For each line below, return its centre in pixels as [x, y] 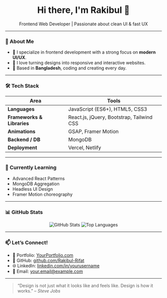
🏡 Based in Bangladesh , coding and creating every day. [69, 68]
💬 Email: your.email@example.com [47, 271]
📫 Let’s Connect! [27, 243]
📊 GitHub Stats [24, 212]
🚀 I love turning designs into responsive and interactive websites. [79, 63]
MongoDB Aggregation [36, 184]
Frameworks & [25, 117]
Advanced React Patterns [39, 178]
